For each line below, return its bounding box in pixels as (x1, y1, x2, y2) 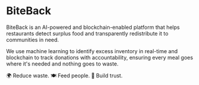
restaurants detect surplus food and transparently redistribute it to (6, 30, 169, 37)
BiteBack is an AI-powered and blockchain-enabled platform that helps (6, 24, 180, 31)
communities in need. (6, 36, 60, 43)
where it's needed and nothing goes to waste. (6, 60, 119, 67)
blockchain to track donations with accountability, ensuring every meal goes (6, 54, 194, 61)
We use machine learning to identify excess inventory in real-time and (6, 47, 178, 54)
